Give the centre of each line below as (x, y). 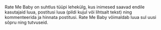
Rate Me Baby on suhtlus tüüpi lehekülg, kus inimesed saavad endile (75, 7)
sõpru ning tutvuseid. (26, 22)
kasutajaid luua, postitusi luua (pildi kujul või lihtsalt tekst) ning (68, 12)
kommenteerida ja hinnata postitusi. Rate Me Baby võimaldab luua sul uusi (80, 17)
